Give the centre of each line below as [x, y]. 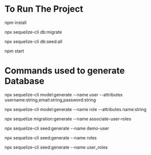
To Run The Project [44, 9]
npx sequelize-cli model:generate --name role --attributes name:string [75, 109]
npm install [16, 22]
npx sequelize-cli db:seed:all [33, 41]
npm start [14, 51]
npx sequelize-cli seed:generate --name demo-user [57, 128]
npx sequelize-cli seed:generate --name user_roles [56, 147]
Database [24, 81]
